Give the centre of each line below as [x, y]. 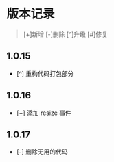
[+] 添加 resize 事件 [44, 113]
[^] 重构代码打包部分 [45, 73]
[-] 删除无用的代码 [42, 152]
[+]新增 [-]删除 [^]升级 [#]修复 [65, 34]
